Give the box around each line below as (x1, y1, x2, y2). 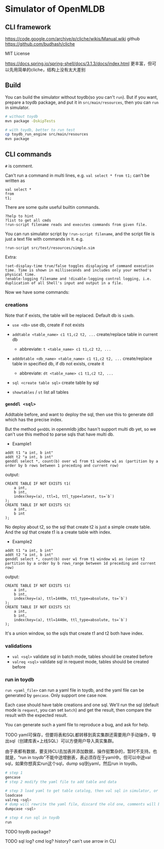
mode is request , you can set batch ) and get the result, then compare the (5, 707, 152, 713)
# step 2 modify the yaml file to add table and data (5, 779, 117, 784)
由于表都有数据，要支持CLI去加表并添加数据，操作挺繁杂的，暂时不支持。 (5, 748, 153, 754)
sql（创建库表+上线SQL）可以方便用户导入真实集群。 (9, 738, 117, 744)
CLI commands (5, 150, 52, 158)
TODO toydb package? (5, 828, 51, 834)
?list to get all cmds (5, 218, 51, 223)
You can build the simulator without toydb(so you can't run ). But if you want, (5, 94, 158, 100)
